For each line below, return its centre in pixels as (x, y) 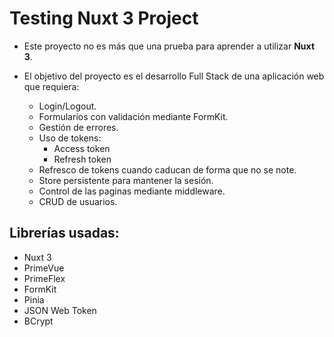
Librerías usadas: (64, 233)
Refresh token (82, 159)
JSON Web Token (60, 310)
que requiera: (51, 86)
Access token (82, 148)
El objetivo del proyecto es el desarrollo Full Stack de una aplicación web (174, 76)
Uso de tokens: (70, 138)
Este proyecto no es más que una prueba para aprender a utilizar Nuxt (169, 46)
